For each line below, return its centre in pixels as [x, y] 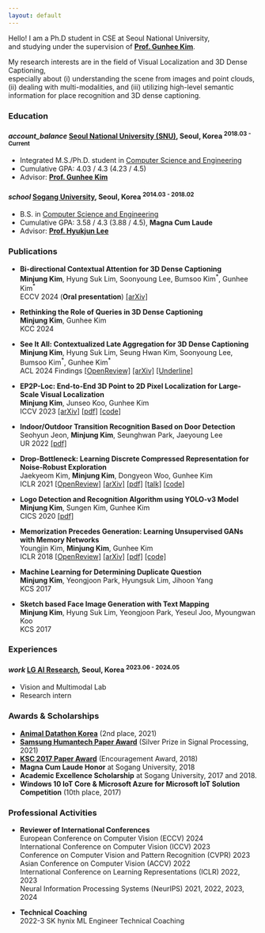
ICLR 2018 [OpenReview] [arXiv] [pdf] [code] [93, 556]
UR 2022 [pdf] [43, 443]
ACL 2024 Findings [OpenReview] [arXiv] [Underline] [106, 370]
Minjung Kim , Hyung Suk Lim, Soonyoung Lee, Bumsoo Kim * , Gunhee [134, 278]
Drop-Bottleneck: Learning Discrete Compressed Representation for [134, 459]
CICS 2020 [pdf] [47, 516]
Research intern [45, 696]
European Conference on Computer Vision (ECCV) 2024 [112, 838]
